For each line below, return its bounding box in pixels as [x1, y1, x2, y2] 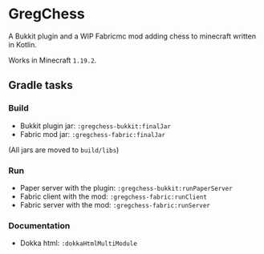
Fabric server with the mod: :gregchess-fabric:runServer [19, 200, 210, 209]
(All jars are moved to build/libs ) [8, 145, 120, 155]
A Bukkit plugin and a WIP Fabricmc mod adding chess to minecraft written [8, 31, 257, 41]
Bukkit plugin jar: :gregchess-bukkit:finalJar [19, 121, 171, 131]
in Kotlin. [8, 39, 38, 49]
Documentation [8, 220, 71, 231]
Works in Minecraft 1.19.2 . [8, 55, 97, 65]
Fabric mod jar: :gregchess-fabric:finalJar [19, 129, 166, 139]
